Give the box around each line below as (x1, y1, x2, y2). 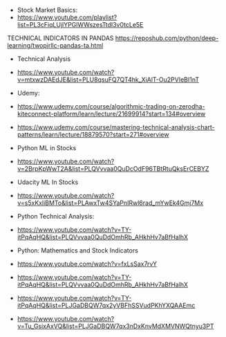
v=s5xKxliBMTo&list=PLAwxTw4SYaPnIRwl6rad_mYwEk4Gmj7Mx (17, 199, 204, 207)
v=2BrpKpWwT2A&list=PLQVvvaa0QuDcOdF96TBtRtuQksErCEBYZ (17, 165, 209, 172)
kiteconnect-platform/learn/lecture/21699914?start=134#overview (17, 110, 206, 118)
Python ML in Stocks (17, 144, 77, 152)
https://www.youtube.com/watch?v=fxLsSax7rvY (17, 259, 158, 268)
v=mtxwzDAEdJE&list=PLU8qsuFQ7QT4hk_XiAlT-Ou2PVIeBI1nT (17, 75, 200, 84)
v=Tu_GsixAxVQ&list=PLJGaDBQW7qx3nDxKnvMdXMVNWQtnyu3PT (17, 322, 214, 330)
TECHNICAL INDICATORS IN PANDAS (7, 34, 114, 42)
